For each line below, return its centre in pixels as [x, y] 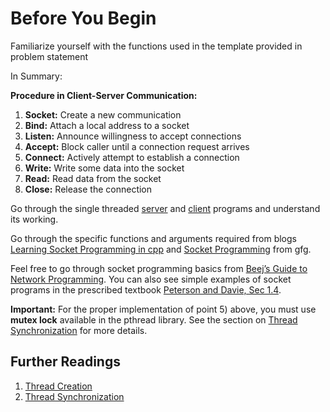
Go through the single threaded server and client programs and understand [165, 208]
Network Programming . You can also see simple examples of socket [151, 279]
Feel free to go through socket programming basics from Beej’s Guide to [159, 268]
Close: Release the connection [88, 189]
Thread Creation [58, 386]
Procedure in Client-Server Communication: [104, 95]
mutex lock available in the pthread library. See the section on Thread [154, 319]
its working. [34, 219]
